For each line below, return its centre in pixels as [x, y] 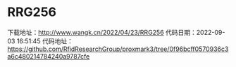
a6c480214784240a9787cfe [49, 56]
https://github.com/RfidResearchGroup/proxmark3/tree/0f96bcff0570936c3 [118, 49]
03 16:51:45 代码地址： [41, 41]
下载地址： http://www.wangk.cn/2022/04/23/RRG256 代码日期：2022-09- [116, 32]
